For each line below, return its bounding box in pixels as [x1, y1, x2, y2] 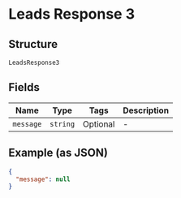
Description [123, 105, 169, 116]
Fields [8, 80, 41, 94]
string [50, 119, 75, 128]
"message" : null [15, 175, 71, 183]
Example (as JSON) [8, 146, 108, 160]
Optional [82, 118, 115, 130]
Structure [8, 37, 58, 51]
